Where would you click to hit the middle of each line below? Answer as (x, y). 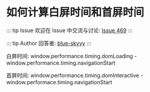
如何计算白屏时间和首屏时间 (75, 12)
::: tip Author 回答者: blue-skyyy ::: (49, 43)
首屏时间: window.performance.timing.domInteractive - (75, 75)
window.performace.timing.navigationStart (59, 82)
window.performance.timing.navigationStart (61, 63)
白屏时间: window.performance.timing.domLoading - (72, 56)
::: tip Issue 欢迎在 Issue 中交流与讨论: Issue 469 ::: (70, 30)
